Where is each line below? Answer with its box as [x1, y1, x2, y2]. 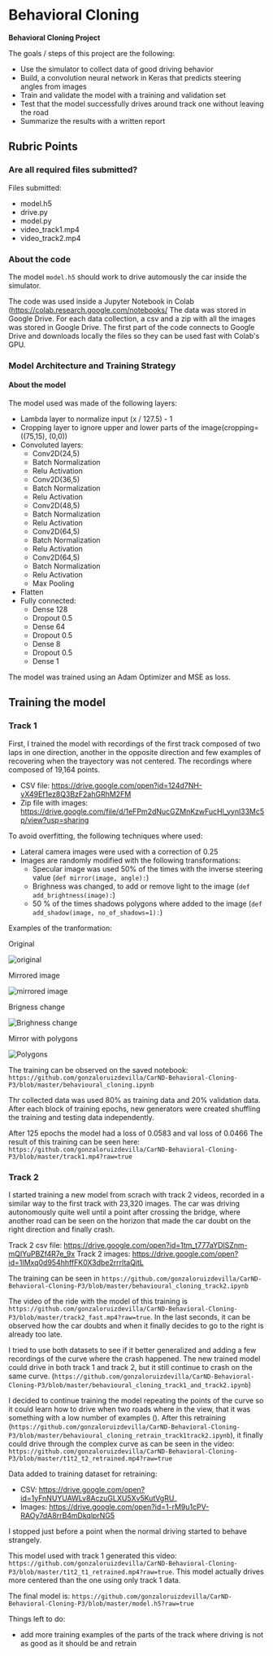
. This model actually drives [171, 1566, 264, 1577]
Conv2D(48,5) [32, 501, 80, 511]
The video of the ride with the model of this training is [8, 1297, 188, 1307]
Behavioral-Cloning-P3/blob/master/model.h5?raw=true [8, 1600, 195, 1608]
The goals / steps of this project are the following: [8, 48, 175, 58]
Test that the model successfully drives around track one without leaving [19, 99, 264, 108]
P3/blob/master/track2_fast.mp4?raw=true [8, 1314, 151, 1322]
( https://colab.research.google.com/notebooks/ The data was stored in [8, 305, 246, 314]
